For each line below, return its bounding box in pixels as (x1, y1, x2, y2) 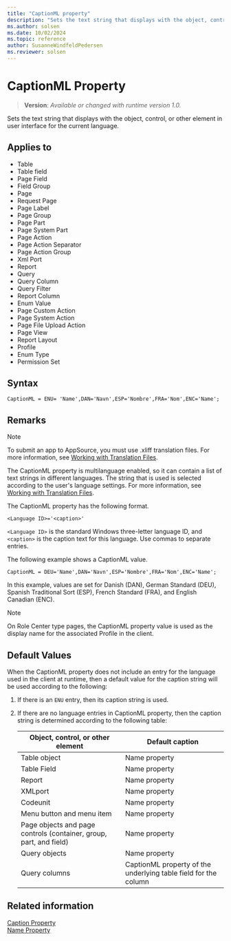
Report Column (16, 291, 60, 300)
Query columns (20, 869, 71, 878)
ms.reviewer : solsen (7, 49, 67, 56)
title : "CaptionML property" (7, 10, 91, 17)
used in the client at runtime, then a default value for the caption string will (7, 675, 218, 683)
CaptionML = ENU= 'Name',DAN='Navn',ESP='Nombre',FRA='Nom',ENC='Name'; (7, 395, 220, 403)
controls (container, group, (20, 829, 107, 838)
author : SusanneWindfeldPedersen (7, 42, 103, 49)
